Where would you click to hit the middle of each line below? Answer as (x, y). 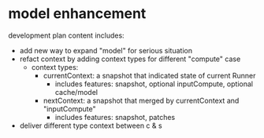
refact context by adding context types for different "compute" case (130, 59)
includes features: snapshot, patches (115, 117)
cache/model (76, 92)
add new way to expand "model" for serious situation (106, 50)
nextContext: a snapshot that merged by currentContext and (141, 100)
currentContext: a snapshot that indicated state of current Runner (149, 75)
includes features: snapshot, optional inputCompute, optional (154, 84)
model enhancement (77, 14)
